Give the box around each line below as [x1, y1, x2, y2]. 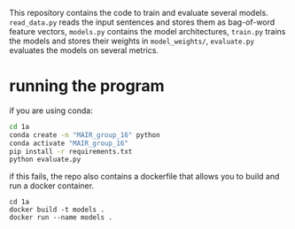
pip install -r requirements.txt [9, 147, 133, 156]
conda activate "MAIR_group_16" [9, 139, 128, 148]
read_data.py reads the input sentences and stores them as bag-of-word [9, 17, 276, 27]
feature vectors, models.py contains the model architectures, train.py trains [9, 27, 286, 36]
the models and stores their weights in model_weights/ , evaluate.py [9, 35, 255, 46]
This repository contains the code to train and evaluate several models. [9, 8, 268, 18]
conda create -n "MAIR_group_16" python [9, 130, 161, 140]
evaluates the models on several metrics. [9, 45, 159, 56]
